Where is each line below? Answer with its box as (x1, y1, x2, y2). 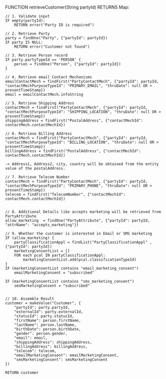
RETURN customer (5, 370, 39, 375)
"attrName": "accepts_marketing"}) (5, 223, 79, 227)
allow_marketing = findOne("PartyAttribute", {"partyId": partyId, (5, 218, 150, 223)
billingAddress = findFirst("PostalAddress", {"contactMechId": (5, 149, 141, 153)
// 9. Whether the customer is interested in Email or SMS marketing (5, 231, 153, 236)
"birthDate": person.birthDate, (14, 327, 81, 332)
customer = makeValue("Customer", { (5, 301, 81, 305)
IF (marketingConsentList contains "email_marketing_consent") (5, 266, 139, 271)
